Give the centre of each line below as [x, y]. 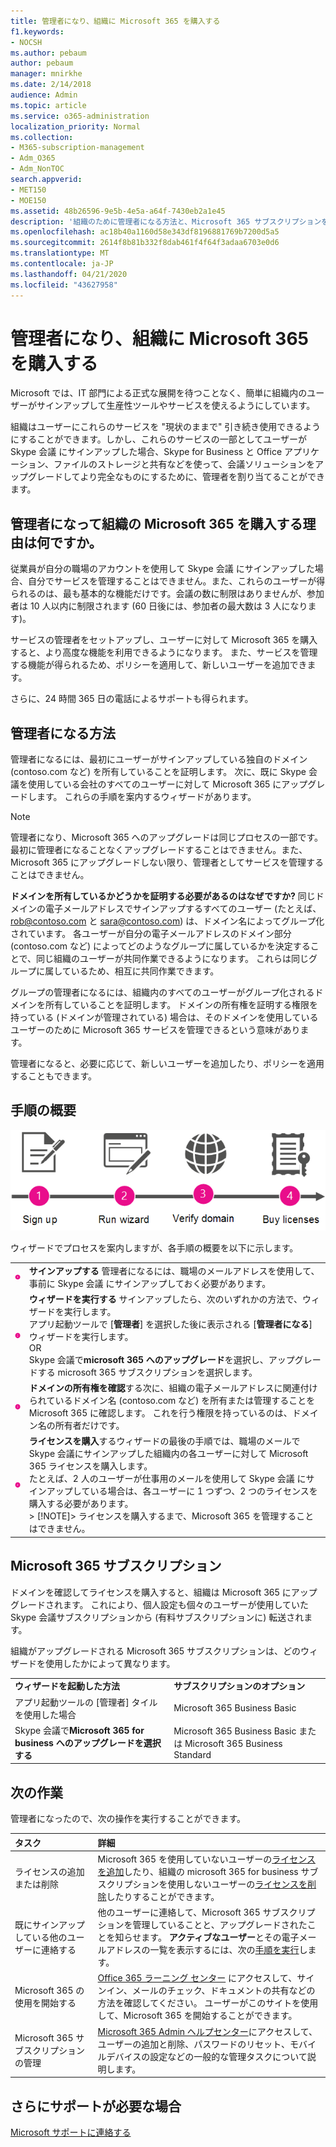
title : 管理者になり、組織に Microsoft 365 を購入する [115, 21]
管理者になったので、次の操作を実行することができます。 [128, 1819]
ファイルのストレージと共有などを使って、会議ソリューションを [184, 464]
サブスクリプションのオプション [239, 1686]
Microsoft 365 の [49, 1991]
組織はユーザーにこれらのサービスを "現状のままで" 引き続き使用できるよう [166, 427]
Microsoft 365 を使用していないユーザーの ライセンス [206, 1859]
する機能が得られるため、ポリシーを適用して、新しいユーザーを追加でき [159, 665]
